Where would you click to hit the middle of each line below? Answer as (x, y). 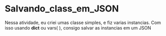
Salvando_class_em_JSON (62, 9)
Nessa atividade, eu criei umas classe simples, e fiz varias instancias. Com (83, 22)
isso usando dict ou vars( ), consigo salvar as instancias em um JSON (78, 27)
